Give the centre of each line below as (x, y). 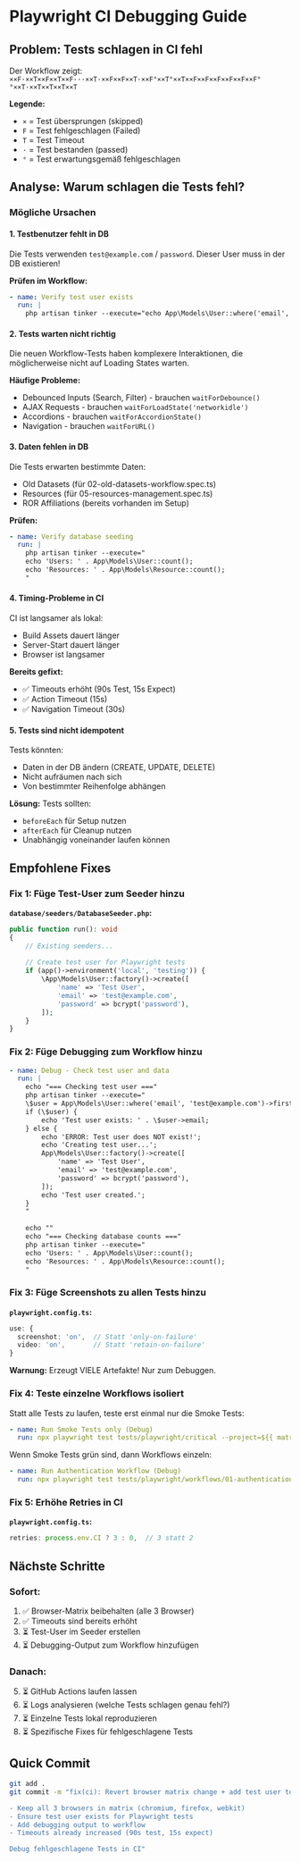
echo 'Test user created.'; (93, 1195)
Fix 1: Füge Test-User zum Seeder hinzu (97, 893)
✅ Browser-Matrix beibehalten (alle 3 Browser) (108, 1611)
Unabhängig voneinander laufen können (96, 840)
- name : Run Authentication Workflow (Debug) (95, 1472)
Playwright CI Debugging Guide (128, 17)
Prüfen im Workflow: (48, 281)
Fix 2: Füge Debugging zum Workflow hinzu (106, 1052)
